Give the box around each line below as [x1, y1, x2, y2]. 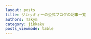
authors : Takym [5, 17, 38, 22]
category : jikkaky [5, 21, 44, 27]
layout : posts [5, 7, 36, 13]
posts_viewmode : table [5, 26, 54, 31]
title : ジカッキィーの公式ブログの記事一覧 [5, 12, 86, 17]
